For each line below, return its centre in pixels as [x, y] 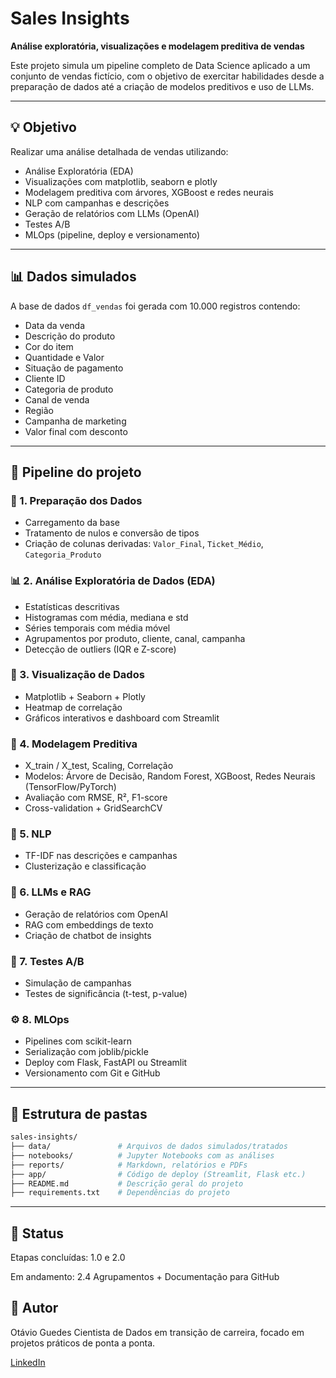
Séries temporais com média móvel [97, 628]
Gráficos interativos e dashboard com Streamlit [122, 718]
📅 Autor [34, 1308]
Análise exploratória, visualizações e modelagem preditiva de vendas [157, 46]
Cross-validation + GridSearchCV [93, 808]
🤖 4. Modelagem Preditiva [74, 744]
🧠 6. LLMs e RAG [51, 892]
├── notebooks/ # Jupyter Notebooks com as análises [142, 1155]
